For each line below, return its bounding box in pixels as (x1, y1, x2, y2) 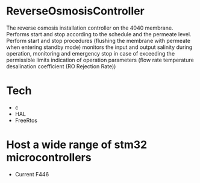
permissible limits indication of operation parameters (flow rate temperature (6, 56, 194, 63)
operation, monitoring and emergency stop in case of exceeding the (6, 50, 175, 57)
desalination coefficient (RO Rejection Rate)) (6, 62, 116, 70)
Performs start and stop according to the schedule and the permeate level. (6, 30, 192, 37)
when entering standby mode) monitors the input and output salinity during (6, 43, 193, 51)
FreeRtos (14, 117, 38, 124)
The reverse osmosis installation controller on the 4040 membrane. (6, 24, 173, 31)
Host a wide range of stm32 (6, 138, 148, 152)
